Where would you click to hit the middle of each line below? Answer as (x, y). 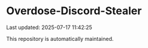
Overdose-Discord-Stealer (74, 11)
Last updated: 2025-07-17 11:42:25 (49, 27)
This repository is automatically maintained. (60, 39)
